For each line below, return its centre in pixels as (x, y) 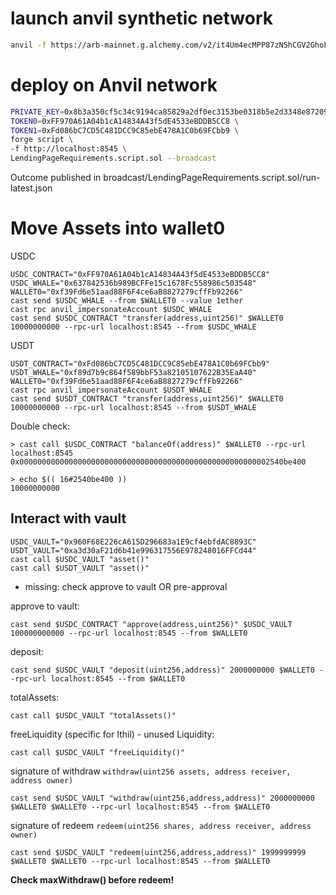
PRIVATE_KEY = (37, 112)
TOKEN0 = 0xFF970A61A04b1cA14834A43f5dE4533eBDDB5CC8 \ (125, 121)
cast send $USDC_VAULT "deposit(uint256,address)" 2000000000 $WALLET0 (162, 670)
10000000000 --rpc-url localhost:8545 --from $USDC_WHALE (133, 327)
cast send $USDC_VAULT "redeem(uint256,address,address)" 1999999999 (158, 852)
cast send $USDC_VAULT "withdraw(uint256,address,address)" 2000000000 (162, 798)
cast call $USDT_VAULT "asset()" (80, 568)
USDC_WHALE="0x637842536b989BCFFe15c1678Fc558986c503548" (133, 283)
